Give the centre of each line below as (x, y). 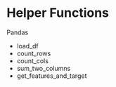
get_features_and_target (52, 76)
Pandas (18, 32)
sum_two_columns (44, 68)
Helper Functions (58, 13)
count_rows (34, 53)
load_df (28, 46)
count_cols (32, 60)
